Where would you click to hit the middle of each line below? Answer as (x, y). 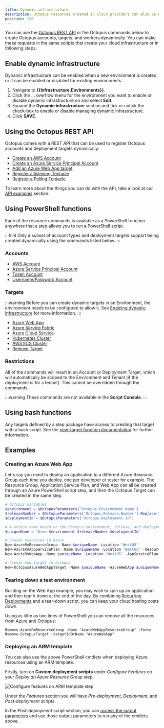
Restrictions (20, 361)
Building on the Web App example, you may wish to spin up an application (79, 591)
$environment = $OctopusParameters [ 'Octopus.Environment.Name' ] (72, 509)
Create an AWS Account (36, 158)
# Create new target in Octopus (38, 563)
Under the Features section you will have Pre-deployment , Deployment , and (81, 696)
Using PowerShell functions (48, 209)
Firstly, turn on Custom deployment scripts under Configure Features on (79, 672)
